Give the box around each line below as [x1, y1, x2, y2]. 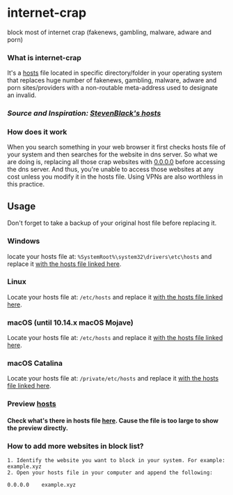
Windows [7, 236, 40, 246]
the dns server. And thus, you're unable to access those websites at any [7, 165, 214, 174]
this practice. [7, 180, 45, 189]
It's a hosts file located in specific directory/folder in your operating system [7, 68, 223, 77]
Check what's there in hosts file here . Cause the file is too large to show [7, 416, 219, 424]
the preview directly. [7, 424, 68, 432]
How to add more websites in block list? [7, 441, 144, 451]
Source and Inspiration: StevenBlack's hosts [7, 108, 161, 118]
